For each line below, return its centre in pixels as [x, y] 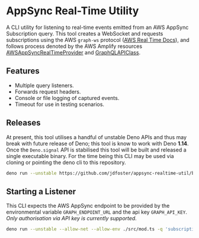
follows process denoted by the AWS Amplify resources [74, 46]
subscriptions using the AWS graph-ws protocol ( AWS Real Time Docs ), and [98, 40]
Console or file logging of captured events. [67, 98]
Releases [23, 123]
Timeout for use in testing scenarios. [60, 104]
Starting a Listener [41, 192]
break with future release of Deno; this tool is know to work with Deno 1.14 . [97, 143]
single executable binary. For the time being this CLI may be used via [90, 156]
